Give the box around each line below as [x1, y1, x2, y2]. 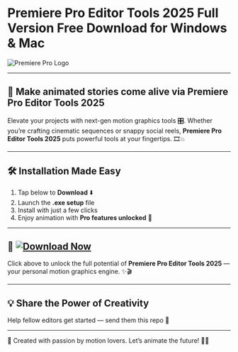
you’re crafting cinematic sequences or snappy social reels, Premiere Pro [7, 126, 222, 135]
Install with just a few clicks [17, 206, 98, 214]
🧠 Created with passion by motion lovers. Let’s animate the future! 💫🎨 [7, 336, 210, 345]
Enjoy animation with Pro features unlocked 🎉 [17, 213, 152, 221]
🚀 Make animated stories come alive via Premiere [7, 86, 229, 98]
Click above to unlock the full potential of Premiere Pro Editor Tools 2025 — [7, 259, 230, 268]
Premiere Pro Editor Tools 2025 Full [7, 5, 219, 21]
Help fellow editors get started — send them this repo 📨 [7, 316, 170, 324]
